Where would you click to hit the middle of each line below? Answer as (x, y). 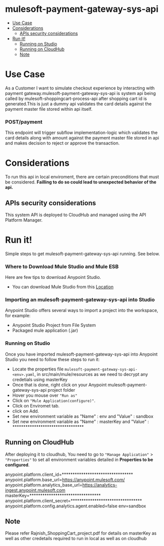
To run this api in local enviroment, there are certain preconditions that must (82, 177)
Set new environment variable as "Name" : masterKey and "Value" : (81, 421)
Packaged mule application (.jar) (45, 330)
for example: (18, 316)
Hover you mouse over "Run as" (45, 395)
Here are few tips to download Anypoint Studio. (53, 277)
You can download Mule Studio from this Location (63, 287)
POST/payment (24, 122)
